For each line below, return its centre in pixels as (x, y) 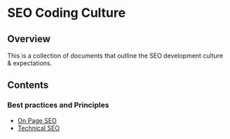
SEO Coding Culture (67, 13)
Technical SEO (39, 128)
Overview (29, 39)
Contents (28, 85)
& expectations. (30, 63)
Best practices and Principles (58, 105)
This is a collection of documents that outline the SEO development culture (115, 55)
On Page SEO (37, 120)
